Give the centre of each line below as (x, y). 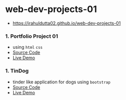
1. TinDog (17, 71)
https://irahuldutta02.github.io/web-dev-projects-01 (67, 23)
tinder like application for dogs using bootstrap (61, 82)
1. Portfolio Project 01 (32, 36)
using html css (28, 47)
